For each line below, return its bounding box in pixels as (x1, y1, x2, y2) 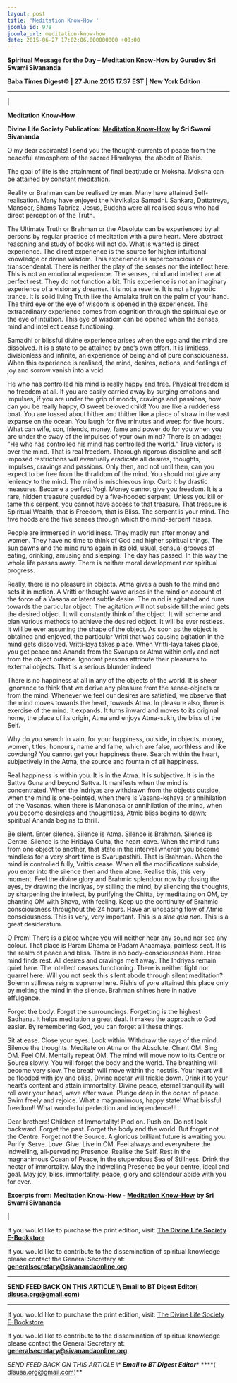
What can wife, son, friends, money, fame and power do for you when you (7, 425, 223, 433)
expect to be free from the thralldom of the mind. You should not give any (7, 470, 221, 478)
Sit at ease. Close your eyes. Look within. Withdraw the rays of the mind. (7, 1036, 219, 1044)
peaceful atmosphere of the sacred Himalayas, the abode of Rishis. (7, 153, 203, 163)
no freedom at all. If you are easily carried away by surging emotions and (7, 387, 220, 396)
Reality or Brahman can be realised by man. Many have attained (7, 189, 193, 197)
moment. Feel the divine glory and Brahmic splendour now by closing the (7, 875, 220, 883)
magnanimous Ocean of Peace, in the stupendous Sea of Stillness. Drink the (7, 1155, 229, 1163)
